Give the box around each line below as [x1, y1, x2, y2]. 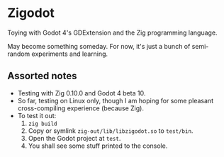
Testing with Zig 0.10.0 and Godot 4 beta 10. [17, 88, 146, 97]
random [7, 50, 30, 58]
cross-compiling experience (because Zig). [17, 104, 144, 112]
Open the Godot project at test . [28, 134, 121, 142]
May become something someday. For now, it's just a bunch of [7, 42, 191, 50]
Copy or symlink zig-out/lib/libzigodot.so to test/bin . [28, 126, 194, 135]
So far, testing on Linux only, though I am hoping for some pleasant [17, 96, 214, 105]
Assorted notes [7, 70, 77, 82]
